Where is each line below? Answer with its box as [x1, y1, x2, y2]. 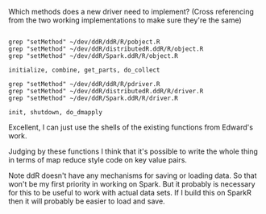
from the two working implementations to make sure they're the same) [8, 15, 242, 25]
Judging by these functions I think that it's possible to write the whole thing [8, 146, 258, 156]
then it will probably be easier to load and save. [8, 196, 165, 206]
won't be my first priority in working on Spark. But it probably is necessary [8, 179, 256, 188]
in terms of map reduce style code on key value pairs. [8, 155, 188, 164]
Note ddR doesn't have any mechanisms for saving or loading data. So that [8, 171, 257, 180]
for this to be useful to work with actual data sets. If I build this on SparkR [8, 188, 251, 197]
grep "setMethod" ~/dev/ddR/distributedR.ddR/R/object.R [8, 45, 204, 53]
